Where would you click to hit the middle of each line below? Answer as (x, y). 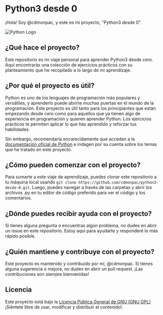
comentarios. (19, 198)
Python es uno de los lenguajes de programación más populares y (73, 98)
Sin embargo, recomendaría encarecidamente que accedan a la (70, 139)
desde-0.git (17, 188)
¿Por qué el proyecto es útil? (50, 86)
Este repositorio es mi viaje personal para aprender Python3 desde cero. (79, 60)
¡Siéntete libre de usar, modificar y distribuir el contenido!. (64, 307)
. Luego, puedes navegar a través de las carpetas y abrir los (91, 188)
